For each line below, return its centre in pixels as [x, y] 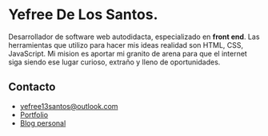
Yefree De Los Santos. [83, 15]
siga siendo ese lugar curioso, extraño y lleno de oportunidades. [114, 62]
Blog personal [43, 123]
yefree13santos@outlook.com [69, 106]
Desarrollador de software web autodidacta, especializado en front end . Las [134, 37]
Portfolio [34, 115]
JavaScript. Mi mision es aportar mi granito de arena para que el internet [128, 53]
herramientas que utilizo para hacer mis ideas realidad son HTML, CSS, [126, 45]
